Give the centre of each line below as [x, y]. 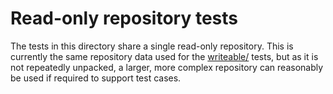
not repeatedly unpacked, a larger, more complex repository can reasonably [167, 67]
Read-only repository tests [124, 18]
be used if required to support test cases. [96, 78]
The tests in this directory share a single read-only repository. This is [152, 46]
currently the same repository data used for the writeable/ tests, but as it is [164, 56]
